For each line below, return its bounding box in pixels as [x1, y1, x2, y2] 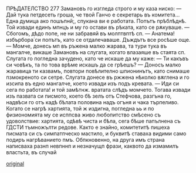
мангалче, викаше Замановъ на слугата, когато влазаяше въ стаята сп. [6, 49, 186, 55]
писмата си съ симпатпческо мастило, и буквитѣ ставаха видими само [6, 130, 187, 137]
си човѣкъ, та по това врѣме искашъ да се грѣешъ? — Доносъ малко [6, 61, 181, 68]
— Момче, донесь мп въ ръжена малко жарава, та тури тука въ [6, 42, 167, 49]
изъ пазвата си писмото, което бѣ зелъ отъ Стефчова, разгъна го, [6, 92, 172, 99]
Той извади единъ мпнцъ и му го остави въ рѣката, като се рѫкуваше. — [6, 24, 190, 31]
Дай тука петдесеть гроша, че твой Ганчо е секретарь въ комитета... [6, 11, 180, 18]
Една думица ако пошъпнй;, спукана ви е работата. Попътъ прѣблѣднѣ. [6, 18, 187, 24]
